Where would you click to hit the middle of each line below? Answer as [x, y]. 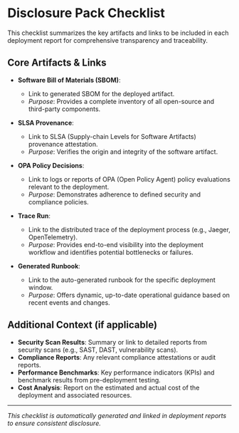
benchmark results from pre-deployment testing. [89, 380]
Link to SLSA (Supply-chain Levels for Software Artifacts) [112, 136]
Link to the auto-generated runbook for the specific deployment [122, 280]
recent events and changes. [69, 302]
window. [41, 287]
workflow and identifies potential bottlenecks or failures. [111, 252]
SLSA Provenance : [46, 122]
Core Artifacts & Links [57, 63]
